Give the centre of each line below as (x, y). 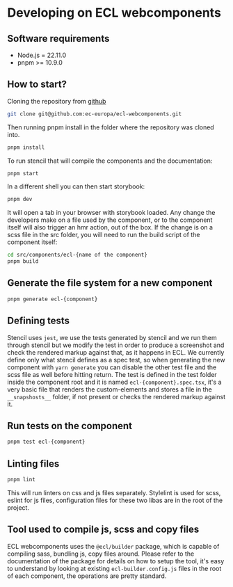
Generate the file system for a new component (110, 283)
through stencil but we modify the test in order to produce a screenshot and (116, 345)
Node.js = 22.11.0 (42, 55)
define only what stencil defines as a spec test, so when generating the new (116, 360)
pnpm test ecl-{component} (46, 442)
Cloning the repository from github (57, 101)
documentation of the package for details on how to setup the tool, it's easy (116, 561)
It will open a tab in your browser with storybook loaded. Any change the (111, 213)
